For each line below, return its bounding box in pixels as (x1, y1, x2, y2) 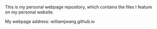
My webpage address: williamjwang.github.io (5, 19, 95, 24)
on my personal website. (5, 9, 54, 15)
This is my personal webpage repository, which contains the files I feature (5, 4, 152, 10)
